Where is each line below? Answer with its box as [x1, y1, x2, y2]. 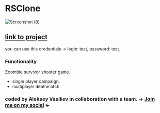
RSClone [5, 3, 41, 14]
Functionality [5, 58, 37, 65]
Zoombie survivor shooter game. [5, 69, 70, 75]
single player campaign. [12, 79, 60, 84]
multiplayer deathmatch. [12, 83, 61, 90]
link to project [5, 33, 48, 41]
